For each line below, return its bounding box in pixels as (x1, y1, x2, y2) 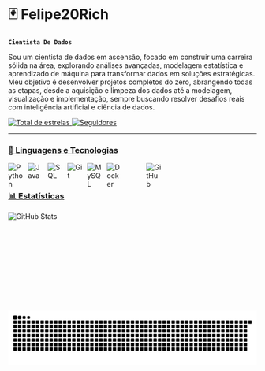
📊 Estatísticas (8, 191, 65, 202)
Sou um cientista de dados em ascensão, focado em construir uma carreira (8, 52, 253, 61)
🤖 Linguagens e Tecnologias (8, 144, 118, 155)
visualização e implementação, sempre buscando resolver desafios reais (8, 94, 245, 103)
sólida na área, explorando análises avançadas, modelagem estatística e (8, 60, 244, 70)
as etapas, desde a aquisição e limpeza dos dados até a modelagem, (8, 85, 233, 95)
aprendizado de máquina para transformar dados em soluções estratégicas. (8, 69, 256, 78)
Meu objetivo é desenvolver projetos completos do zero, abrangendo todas (8, 77, 253, 87)
